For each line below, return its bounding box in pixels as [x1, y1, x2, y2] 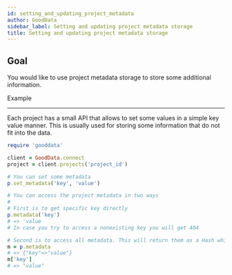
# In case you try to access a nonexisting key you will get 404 [7, 224, 199, 231]
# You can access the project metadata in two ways [7, 192, 159, 199]
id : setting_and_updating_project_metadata [7, 10, 135, 17]
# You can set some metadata [7, 173, 91, 180]
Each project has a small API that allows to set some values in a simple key [7, 114, 220, 122]
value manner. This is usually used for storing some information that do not [7, 122, 220, 130]
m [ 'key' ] [7, 256, 32, 263]
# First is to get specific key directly [7, 205, 128, 212]
